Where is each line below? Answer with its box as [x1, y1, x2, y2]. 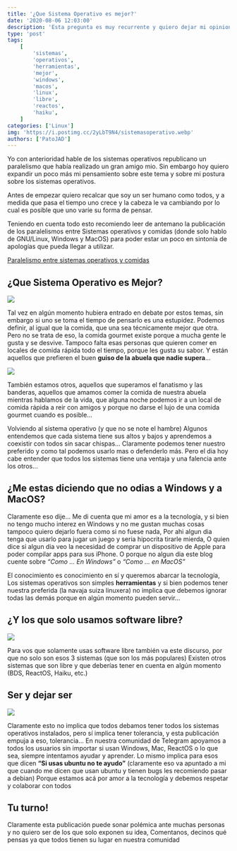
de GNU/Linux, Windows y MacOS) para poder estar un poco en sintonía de [7, 235, 227, 243]
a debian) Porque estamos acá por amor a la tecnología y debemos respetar [7, 774, 229, 782]
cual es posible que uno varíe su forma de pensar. [7, 206, 153, 214]
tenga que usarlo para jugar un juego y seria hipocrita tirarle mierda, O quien [7, 535, 230, 543]
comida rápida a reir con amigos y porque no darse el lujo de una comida [7, 403, 220, 412]
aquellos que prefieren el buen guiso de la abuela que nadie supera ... [7, 354, 211, 362]
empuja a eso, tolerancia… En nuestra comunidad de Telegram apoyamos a [7, 736, 226, 745]
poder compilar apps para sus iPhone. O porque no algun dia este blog [7, 550, 213, 558]
